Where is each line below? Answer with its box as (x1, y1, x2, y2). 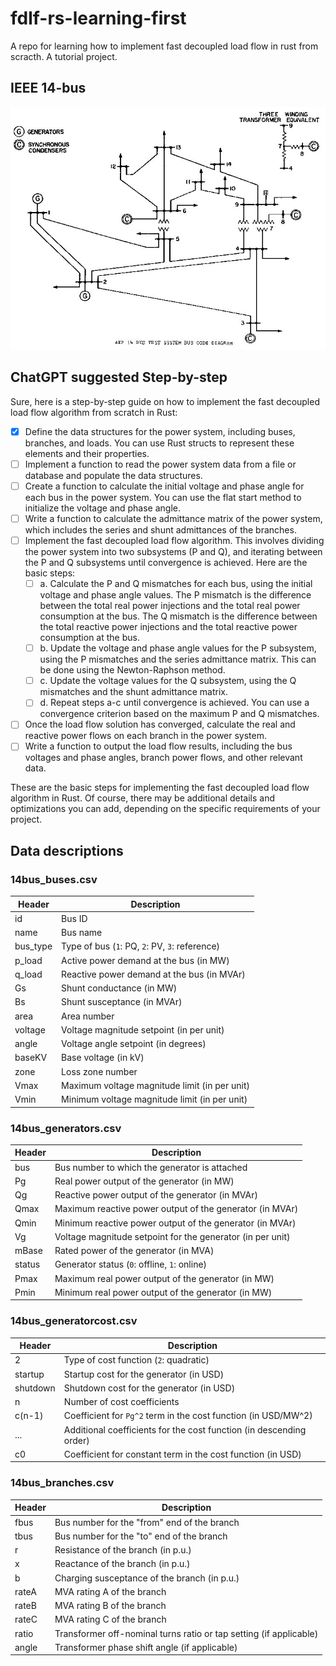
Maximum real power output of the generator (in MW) (54, 1272, 275, 1284)
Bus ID (61, 912, 88, 924)
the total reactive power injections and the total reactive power (39, 621, 298, 633)
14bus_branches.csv (10, 1476, 115, 1490)
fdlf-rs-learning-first (10, 7, 187, 30)
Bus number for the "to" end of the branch (54, 1530, 228, 1542)
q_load (14, 968, 43, 980)
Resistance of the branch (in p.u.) (54, 1544, 192, 1556)
